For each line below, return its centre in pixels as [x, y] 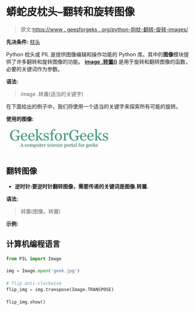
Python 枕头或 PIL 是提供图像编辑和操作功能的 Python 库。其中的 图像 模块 [95, 54]
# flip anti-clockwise [34, 283]
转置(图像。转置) [41, 211]
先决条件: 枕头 [23, 42]
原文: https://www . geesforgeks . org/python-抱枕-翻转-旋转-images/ [104, 29]
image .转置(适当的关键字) [52, 94]
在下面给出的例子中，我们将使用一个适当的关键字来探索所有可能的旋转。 [93, 106]
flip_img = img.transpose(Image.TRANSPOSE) [60, 289]
